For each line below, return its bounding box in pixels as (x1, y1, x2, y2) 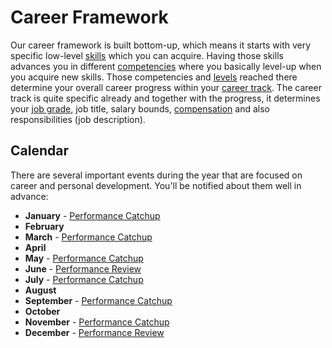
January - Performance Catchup (24, 209, 161, 221)
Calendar (10, 142, 69, 160)
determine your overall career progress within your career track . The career (10, 81, 322, 93)
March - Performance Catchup (24, 231, 153, 243)
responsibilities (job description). (10, 113, 146, 125)
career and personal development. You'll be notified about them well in (10, 179, 302, 191)
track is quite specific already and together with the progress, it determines (10, 92, 321, 104)
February (24, 220, 65, 232)
